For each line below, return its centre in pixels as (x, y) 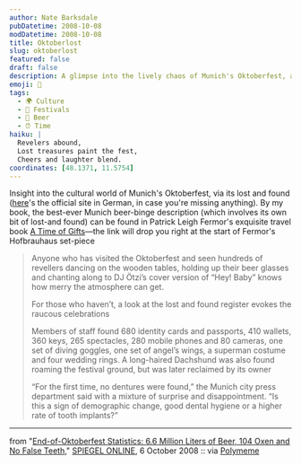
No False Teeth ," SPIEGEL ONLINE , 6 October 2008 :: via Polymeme (134, 451)
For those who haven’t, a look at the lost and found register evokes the (161, 304)
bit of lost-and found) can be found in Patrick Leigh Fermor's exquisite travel (150, 222)
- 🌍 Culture (41, 101)
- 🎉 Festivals (43, 110)
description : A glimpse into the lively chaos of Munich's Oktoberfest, (148, 76)
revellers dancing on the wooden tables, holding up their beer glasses (160, 268)
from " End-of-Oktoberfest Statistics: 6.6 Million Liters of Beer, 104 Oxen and (150, 442)
